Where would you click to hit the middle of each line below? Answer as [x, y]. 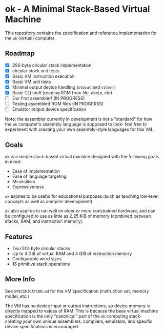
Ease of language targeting [39, 176]
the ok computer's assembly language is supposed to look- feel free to [76, 124]
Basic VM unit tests [31, 82]
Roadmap [20, 53]
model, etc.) [17, 296]
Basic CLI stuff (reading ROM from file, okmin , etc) [62, 93]
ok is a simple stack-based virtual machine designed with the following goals [82, 157]
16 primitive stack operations [41, 264]
